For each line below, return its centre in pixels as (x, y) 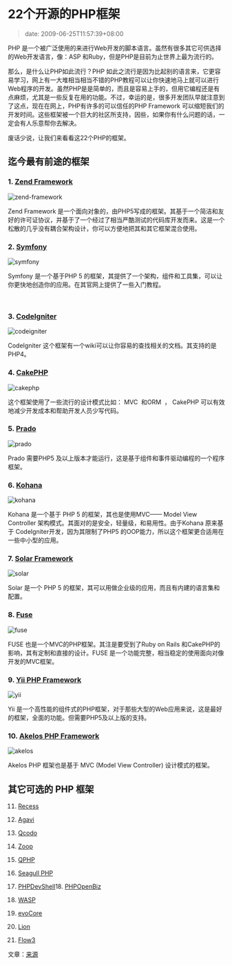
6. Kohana (25, 485)
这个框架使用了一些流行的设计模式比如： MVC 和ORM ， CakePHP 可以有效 (116, 402)
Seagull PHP (35, 873)
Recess (28, 806)
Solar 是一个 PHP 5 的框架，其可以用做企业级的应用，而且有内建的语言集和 (114, 588)
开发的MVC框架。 (33, 661)
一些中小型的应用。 (35, 540)
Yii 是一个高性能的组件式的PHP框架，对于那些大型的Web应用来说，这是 (109, 709)
